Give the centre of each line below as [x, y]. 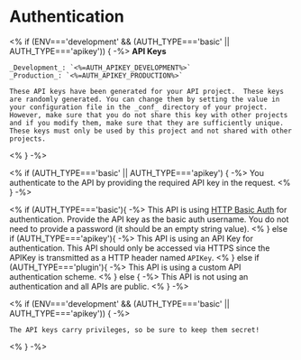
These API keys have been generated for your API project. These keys [146, 91]
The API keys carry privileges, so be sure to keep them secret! [134, 330]
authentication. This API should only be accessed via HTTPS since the [140, 248]
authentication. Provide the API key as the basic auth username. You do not [149, 219]
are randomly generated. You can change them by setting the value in [145, 99]
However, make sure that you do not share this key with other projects [149, 115]
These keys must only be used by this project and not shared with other [151, 131]
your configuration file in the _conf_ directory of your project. [139, 107]
